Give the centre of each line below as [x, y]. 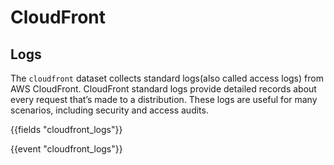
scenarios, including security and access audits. [109, 110]
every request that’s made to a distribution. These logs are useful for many [164, 99]
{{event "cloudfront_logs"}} [66, 149]
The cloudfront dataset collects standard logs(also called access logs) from [167, 78]
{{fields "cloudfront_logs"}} [66, 129]
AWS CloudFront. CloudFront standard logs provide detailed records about [163, 89]
